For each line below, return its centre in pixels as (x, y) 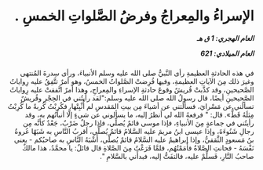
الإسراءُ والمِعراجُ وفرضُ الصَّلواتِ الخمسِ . (134, 16)
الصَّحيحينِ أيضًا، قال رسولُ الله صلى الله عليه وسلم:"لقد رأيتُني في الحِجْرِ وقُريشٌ (137, 98)
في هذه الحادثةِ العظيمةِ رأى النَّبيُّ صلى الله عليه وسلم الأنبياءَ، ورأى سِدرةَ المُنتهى (137, 73)
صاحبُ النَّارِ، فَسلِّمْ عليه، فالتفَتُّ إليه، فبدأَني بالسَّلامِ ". (177, 157)
